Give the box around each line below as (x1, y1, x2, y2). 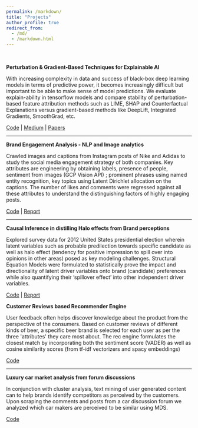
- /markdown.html (11, 36, 54, 42)
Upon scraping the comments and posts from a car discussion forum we (6, 398, 182, 404)
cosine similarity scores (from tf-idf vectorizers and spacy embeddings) (6, 345, 181, 353)
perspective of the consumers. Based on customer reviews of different (6, 321, 178, 327)
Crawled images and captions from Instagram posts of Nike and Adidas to (6, 153, 186, 159)
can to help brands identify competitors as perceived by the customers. (6, 391, 180, 399)
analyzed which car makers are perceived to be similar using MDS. (6, 404, 168, 411)
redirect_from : (6, 25, 44, 31)
